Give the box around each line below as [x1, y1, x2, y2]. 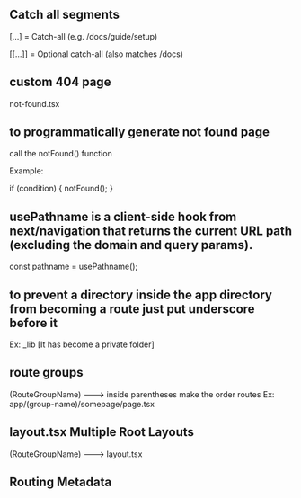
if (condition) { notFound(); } [9, 183, 114, 194]
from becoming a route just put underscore [9, 301, 255, 316]
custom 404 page [9, 75, 111, 90]
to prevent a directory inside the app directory [9, 287, 272, 302]
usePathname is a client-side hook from [9, 209, 237, 224]
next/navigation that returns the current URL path [9, 223, 293, 238]
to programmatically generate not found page [9, 125, 270, 140]
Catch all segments [9, 7, 120, 22]
